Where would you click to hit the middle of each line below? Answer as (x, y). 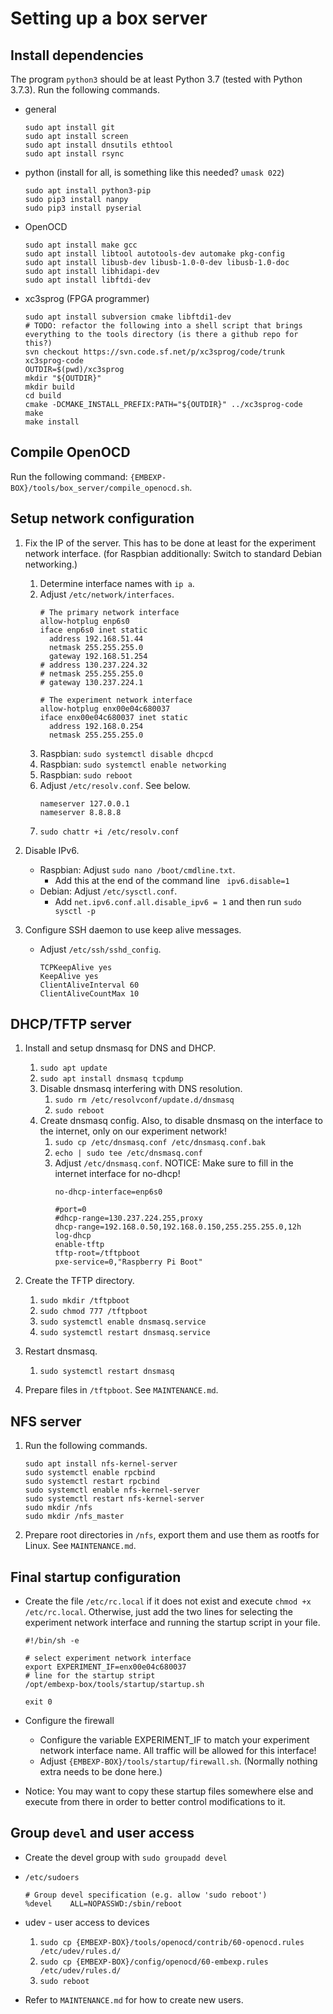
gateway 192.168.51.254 (98, 656)
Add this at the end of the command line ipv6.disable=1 (172, 880)
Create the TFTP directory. (79, 1281)
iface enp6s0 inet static (93, 630)
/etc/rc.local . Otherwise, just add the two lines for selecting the (158, 1612)
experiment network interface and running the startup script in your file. (172, 1623)
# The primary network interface (109, 612)
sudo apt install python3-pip (88, 191)
